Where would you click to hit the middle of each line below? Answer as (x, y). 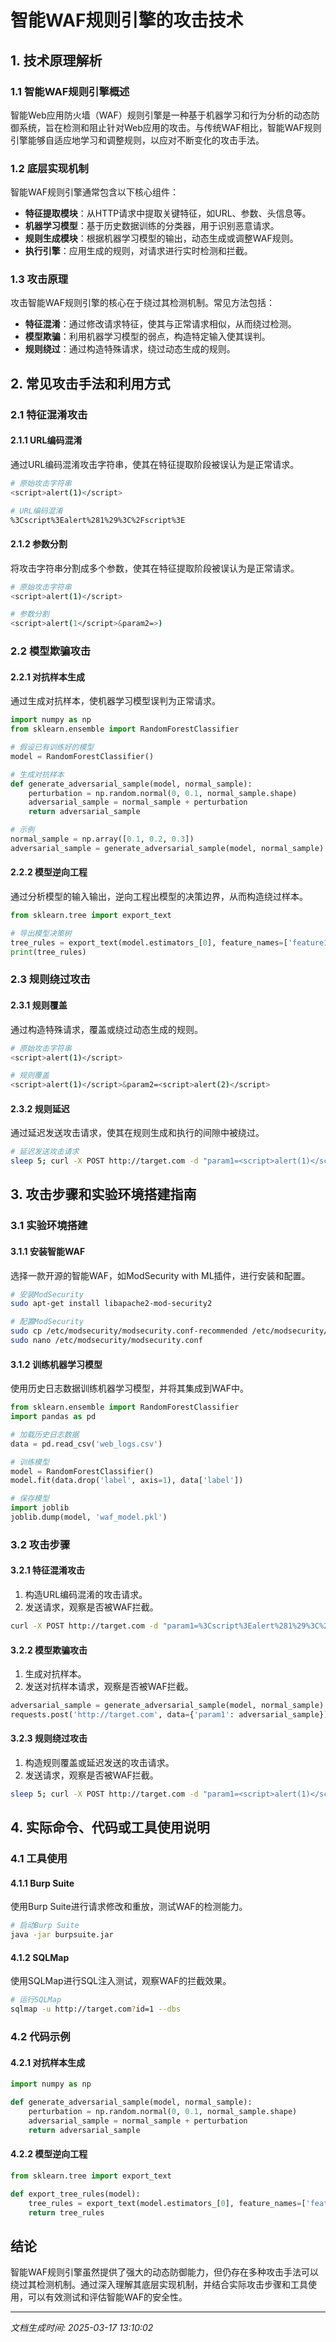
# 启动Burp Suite (45, 1926)
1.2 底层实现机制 (49, 168)
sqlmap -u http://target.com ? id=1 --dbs (96, 2009)
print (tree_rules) (48, 952)
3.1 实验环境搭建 (49, 1226)
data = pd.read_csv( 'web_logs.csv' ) (86, 1444)
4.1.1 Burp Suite (42, 1883)
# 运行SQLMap (36, 2000)
